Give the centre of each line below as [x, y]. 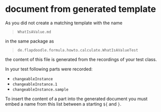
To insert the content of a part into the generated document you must [77, 99]
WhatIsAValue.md [34, 32]
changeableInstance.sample [40, 89]
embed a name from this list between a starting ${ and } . [63, 104]
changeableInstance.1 [35, 84]
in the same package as [30, 41]
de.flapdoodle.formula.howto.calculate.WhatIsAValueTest [78, 50]
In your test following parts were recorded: [49, 69]
